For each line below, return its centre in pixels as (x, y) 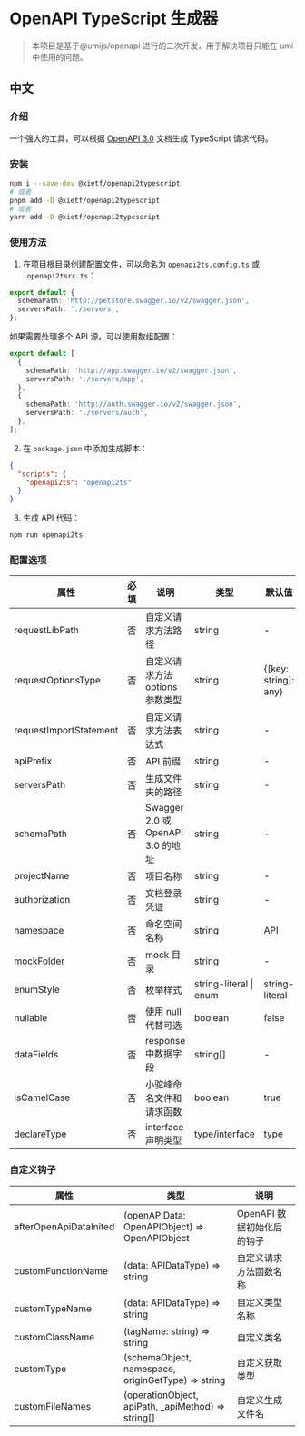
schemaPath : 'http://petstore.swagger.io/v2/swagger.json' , (133, 301)
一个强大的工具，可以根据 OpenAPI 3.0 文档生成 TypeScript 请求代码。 (142, 138)
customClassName (54, 1337)
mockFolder (39, 961)
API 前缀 (163, 762)
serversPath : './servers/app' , (85, 379)
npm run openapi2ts (46, 535)
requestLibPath (46, 631)
